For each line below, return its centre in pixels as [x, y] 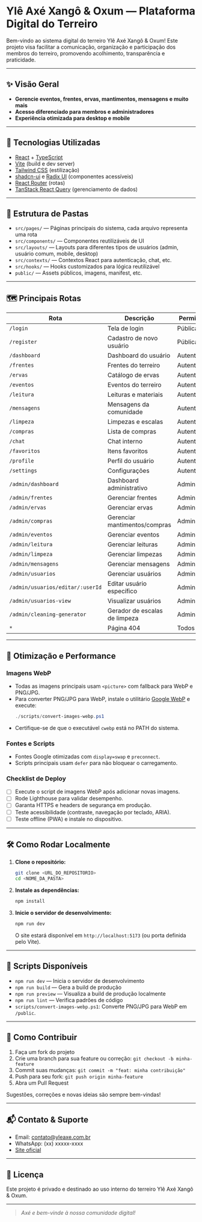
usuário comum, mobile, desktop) [57, 254]
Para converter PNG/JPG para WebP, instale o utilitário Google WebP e [103, 699]
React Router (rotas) [40, 182]
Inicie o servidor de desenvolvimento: [63, 913]
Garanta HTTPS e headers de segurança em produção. [83, 805]
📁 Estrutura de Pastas [47, 214]
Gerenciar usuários [134, 574]
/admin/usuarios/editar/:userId [56, 588]
